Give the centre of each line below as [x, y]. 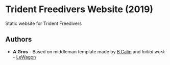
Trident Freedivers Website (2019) [79, 9]
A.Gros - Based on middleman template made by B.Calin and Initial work [89, 51]
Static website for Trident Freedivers [44, 23]
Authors [19, 39]
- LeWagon [24, 57]
